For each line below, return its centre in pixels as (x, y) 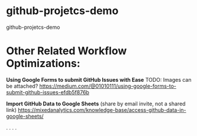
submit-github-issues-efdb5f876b (48, 92)
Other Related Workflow (67, 51)
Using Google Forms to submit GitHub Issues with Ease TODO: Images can (99, 79)
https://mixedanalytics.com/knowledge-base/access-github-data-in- (102, 110)
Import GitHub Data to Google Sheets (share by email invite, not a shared (96, 104)
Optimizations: (43, 64)
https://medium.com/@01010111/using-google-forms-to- (108, 86)
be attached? (22, 86)
